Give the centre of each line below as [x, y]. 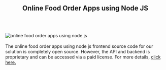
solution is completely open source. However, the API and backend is [78, 51]
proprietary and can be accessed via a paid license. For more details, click [83, 57]
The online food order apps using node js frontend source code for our [79, 46]
